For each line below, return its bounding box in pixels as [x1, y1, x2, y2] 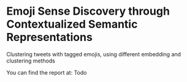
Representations [6, 31, 93, 44]
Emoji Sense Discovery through [6, 4, 170, 18]
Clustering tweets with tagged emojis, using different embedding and [6, 50, 181, 58]
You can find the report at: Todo [6, 69, 87, 76]
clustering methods [6, 57, 55, 64]
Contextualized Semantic [6, 17, 138, 31]
